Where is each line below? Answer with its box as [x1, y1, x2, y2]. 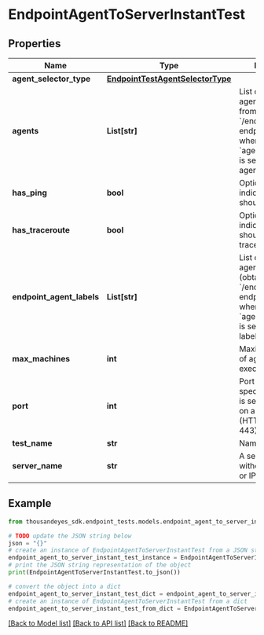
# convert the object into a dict [8, 582, 122, 590]
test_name [12, 438, 53, 449]
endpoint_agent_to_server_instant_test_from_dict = [8, 604, 181, 612]
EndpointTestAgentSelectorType [106, 73, 232, 84]
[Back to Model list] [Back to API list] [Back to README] [8, 618, 189, 628]
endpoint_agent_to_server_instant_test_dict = [8, 589, 163, 598]
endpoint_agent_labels [12, 292, 100, 302]
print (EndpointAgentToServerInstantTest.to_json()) [8, 568, 181, 577]
